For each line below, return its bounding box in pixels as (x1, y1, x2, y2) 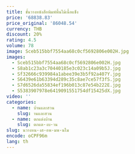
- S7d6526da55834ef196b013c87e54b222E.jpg (12, 82, 121, 89)
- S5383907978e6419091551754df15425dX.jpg (12, 88, 121, 94)
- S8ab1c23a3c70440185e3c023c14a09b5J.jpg (12, 65, 121, 72)
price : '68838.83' (6, 15, 53, 21)
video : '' (6, 93, 32, 99)
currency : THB (6, 25, 43, 32)
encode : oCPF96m (6, 133, 47, 139)
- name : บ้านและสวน (12, 104, 55, 111)
